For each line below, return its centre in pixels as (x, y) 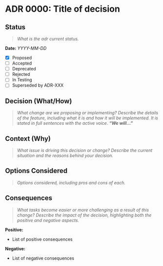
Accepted (22, 63)
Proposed (22, 58)
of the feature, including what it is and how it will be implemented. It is (88, 118)
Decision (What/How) (39, 101)
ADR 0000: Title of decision (63, 9)
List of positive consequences (42, 239)
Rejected (21, 74)
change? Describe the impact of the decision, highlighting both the (84, 215)
